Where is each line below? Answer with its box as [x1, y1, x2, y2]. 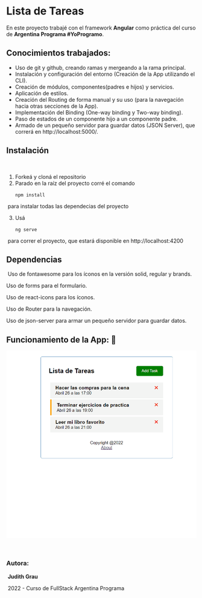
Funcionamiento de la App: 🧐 [6, 334, 116, 344]
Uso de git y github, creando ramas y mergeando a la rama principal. [14, 64, 186, 71]
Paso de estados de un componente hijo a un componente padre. [14, 115, 178, 122]
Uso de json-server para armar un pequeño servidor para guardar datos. [6, 317, 187, 325]
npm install [14, 192, 45, 198]
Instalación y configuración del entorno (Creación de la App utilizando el [14, 70, 195, 78]
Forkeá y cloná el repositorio [14, 173, 86, 180]
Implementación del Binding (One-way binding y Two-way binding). [14, 108, 183, 116]
